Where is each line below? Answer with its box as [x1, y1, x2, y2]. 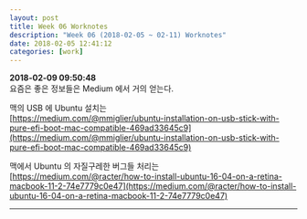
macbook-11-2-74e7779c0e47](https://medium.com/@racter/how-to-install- [9, 181, 297, 192]
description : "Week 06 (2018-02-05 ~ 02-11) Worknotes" [9, 30, 227, 39]
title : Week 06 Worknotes [9, 22, 108, 31]
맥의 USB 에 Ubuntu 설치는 [9, 102, 107, 114]
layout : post [9, 13, 59, 23]
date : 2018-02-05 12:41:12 [9, 38, 112, 48]
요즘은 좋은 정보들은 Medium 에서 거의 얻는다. [9, 83, 175, 94]
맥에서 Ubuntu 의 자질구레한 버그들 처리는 [9, 161, 160, 172]
